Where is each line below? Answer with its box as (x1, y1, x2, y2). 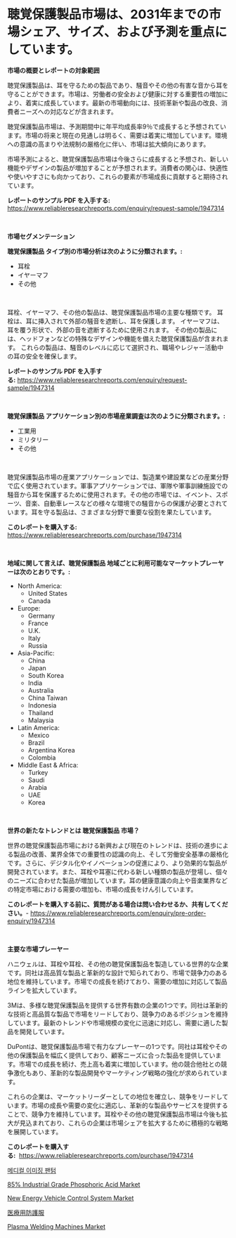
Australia (27, 686, 54, 694)
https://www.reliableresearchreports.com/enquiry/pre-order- (30, 908, 206, 917)
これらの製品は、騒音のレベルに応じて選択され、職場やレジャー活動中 (20, 343, 223, 351)
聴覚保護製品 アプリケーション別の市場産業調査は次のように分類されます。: (7, 412, 226, 420)
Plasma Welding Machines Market (7, 1222, 106, 1230)
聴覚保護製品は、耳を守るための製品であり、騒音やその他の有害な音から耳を (7, 81, 229, 89)
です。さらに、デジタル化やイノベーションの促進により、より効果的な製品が (7, 859, 228, 867)
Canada (27, 597, 51, 605)
